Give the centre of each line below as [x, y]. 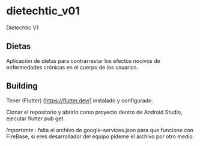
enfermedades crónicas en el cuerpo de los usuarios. [72, 67]
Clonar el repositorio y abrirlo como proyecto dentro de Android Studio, [94, 112]
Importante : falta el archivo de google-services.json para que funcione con [100, 130]
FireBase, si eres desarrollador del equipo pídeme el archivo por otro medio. [100, 136]
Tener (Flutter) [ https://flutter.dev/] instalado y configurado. [80, 101]
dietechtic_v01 [43, 11]
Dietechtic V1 [23, 28]
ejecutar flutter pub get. [35, 118]
